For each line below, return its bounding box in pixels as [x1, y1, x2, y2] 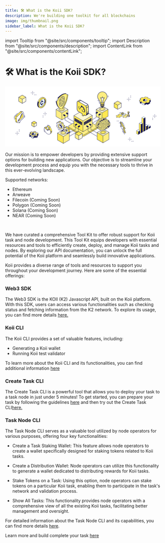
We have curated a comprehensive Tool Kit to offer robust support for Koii [5, 232, 155, 238]
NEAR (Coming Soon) [12, 213, 56, 219]
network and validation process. [12, 488, 78, 494]
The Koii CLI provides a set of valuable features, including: [5, 336, 124, 342]
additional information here [5, 365, 60, 371]
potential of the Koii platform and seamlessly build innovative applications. [5, 253, 156, 259]
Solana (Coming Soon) [12, 207, 58, 213]
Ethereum [12, 187, 32, 193]
